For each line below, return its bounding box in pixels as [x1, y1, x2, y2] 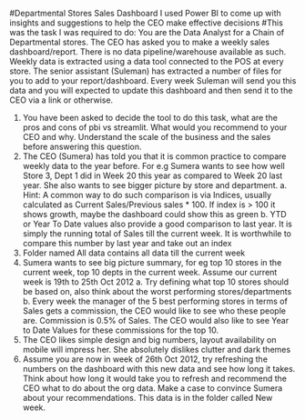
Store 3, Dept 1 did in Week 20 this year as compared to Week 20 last [22, 170, 283, 181]
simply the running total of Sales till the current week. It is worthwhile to [22, 228, 292, 239]
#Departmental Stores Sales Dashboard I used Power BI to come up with [9, 8, 282, 18]
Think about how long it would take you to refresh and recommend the [22, 373, 287, 384]
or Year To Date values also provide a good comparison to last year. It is [22, 218, 293, 229]
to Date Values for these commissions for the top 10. [22, 325, 219, 335]
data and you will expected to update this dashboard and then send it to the [9, 85, 293, 95]
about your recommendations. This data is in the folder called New [22, 393, 273, 403]
